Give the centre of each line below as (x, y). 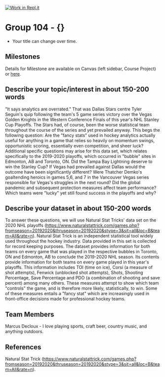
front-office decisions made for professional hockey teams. (65, 299)
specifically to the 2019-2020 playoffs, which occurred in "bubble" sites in (81, 156)
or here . (13, 74)
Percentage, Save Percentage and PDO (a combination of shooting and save (82, 278)
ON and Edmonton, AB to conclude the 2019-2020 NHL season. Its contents (82, 257)
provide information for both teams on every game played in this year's (77, 262)
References (23, 347)
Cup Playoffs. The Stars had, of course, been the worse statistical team (77, 125)
